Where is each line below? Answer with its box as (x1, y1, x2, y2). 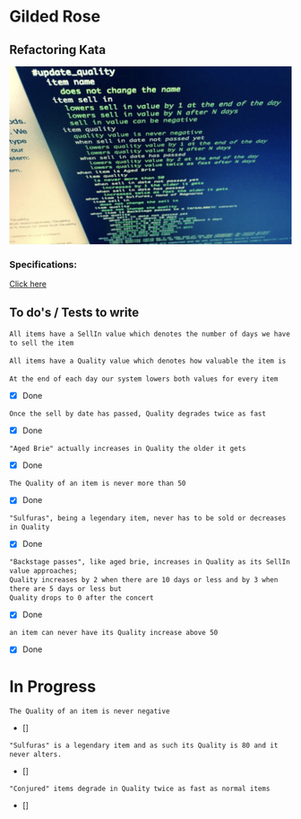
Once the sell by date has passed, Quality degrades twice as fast (9, 409, 267, 418)
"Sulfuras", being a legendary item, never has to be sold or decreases (9, 514, 287, 523)
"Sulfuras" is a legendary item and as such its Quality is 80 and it (9, 741, 279, 751)
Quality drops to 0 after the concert (9, 594, 154, 603)
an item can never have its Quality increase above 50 (9, 629, 219, 638)
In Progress (9, 676, 97, 697)
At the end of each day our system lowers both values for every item (9, 374, 279, 383)
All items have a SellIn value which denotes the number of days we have (9, 330, 291, 339)
